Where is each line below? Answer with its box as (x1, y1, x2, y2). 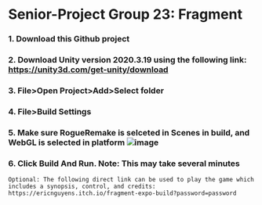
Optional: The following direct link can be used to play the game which (8, 176, 255, 184)
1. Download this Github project (8, 34, 130, 45)
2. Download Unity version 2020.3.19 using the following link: (8, 55, 247, 66)
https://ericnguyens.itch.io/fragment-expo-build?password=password (8, 189, 237, 197)
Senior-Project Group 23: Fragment (8, 5, 243, 23)
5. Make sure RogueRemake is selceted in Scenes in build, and (8, 127, 250, 138)
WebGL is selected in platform (8, 137, 126, 148)
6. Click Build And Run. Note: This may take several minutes (8, 158, 241, 169)
